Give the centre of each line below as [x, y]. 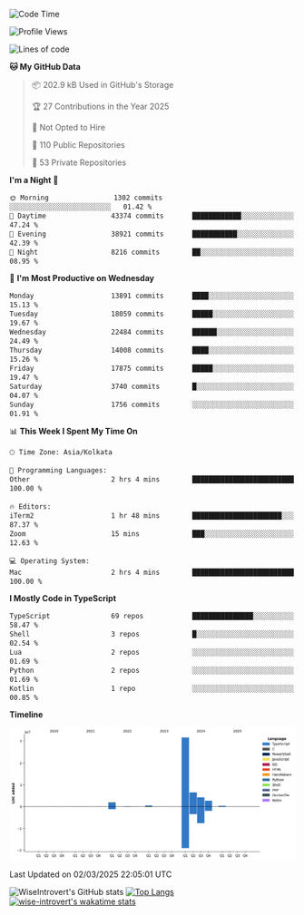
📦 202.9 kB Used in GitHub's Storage [103, 85]
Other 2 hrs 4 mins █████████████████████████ [152, 480]
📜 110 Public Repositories [78, 145]
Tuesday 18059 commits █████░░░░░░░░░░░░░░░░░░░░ [152, 314]
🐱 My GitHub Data [45, 67]
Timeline [26, 715]
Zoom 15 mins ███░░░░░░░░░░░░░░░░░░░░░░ [152, 534]
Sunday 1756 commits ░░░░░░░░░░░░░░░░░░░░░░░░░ [152, 404]
